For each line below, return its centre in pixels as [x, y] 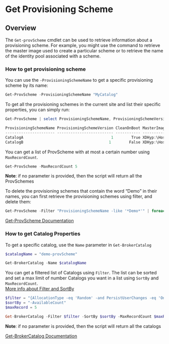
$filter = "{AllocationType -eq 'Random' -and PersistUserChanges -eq [81, 298]
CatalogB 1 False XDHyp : [81, 142]
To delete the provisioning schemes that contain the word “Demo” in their [81, 191]
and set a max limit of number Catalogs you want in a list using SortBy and [82, 278]
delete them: [18, 202]
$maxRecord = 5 [21, 308]
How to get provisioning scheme [46, 69]
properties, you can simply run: [37, 110]
